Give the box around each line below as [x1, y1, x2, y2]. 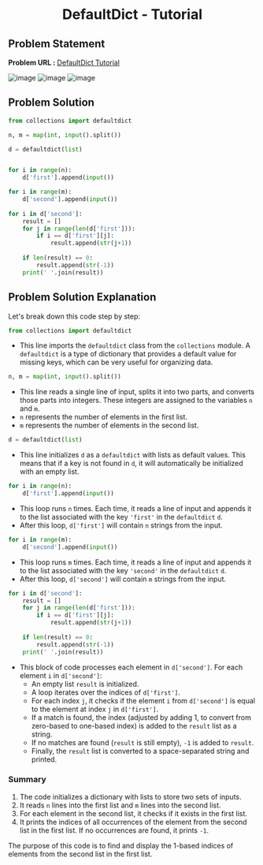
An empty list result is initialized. [31, 679, 139, 688]
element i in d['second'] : [19, 670, 102, 680]
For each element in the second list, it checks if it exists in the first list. [19, 808, 248, 818]
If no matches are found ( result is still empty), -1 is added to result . [31, 737, 254, 747]
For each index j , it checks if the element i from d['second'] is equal [31, 695, 256, 705]
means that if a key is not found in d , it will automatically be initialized [19, 459, 244, 468]
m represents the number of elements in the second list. [19, 420, 199, 431]
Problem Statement [8, 37, 106, 50]
